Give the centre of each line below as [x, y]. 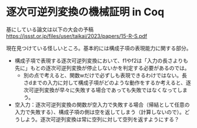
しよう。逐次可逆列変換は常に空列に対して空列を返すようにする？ [99, 119]
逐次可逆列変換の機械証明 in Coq [85, 12]
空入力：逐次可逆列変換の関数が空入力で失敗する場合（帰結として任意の [102, 105]
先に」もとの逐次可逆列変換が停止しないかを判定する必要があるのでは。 [102, 68]
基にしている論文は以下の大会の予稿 [50, 29]
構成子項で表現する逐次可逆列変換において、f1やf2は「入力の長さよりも [101, 60]
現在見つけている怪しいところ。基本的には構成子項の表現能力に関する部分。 [99, 48]
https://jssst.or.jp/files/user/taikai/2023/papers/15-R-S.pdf [77, 36]
